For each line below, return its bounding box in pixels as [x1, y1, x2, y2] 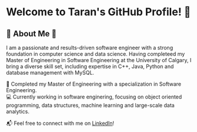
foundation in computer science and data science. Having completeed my [6, 50, 185, 57]
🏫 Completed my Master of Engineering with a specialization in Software [6, 80, 181, 87]
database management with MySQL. [6, 69, 95, 76]
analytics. [6, 108, 29, 115]
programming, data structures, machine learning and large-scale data [6, 102, 175, 109]
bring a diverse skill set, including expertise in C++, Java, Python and [6, 63, 174, 70]
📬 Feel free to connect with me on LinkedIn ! [6, 120, 115, 127]
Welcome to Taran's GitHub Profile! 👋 [6, 5, 191, 19]
